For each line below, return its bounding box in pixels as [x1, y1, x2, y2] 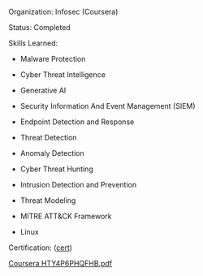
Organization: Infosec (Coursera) [8, 7, 119, 16]
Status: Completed [8, 23, 71, 32]
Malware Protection [19, 54, 86, 63]
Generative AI [19, 85, 67, 95]
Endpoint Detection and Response [19, 117, 135, 127]
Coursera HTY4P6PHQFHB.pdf [8, 259, 112, 268]
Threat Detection [19, 133, 77, 142]
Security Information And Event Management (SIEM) [19, 101, 197, 110]
